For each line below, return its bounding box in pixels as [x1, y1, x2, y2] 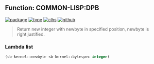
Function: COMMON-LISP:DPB [5, 4, 100, 12]
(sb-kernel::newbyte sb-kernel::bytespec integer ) [5, 54, 110, 60]
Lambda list [5, 43, 33, 50]
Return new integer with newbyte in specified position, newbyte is [17, 26, 149, 32]
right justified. [17, 31, 45, 37]
